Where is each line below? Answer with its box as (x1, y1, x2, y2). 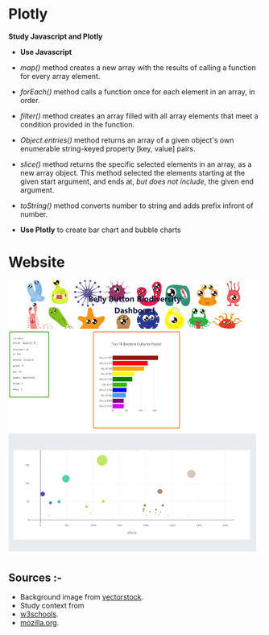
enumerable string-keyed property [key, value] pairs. (19, 143, 196, 153)
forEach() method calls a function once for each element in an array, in (19, 86, 255, 97)
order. (19, 95, 40, 105)
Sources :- (8, 571, 63, 584)
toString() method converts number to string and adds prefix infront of (19, 201, 254, 210)
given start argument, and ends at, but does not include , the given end (19, 176, 254, 186)
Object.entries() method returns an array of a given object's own (19, 135, 234, 145)
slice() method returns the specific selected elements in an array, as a (19, 159, 252, 169)
